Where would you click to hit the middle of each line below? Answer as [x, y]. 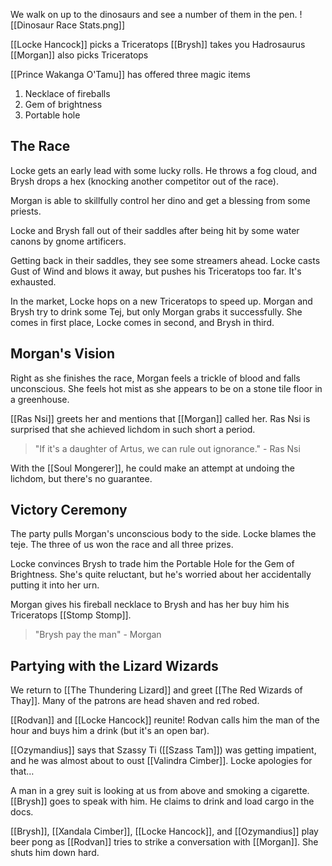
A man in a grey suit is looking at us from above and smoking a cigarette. [160, 791]
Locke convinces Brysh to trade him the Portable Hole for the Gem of [152, 564]
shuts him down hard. [55, 853]
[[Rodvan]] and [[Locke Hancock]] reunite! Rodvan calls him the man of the [165, 720]
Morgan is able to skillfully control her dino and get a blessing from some [160, 200]
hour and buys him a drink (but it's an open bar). [110, 731]
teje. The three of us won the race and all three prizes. [122, 545]
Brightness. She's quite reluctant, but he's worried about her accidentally [161, 575]
